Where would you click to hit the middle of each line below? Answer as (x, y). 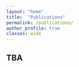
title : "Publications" (36, 17)
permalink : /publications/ (40, 23)
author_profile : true (33, 28)
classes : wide (24, 34)
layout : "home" (25, 12)
